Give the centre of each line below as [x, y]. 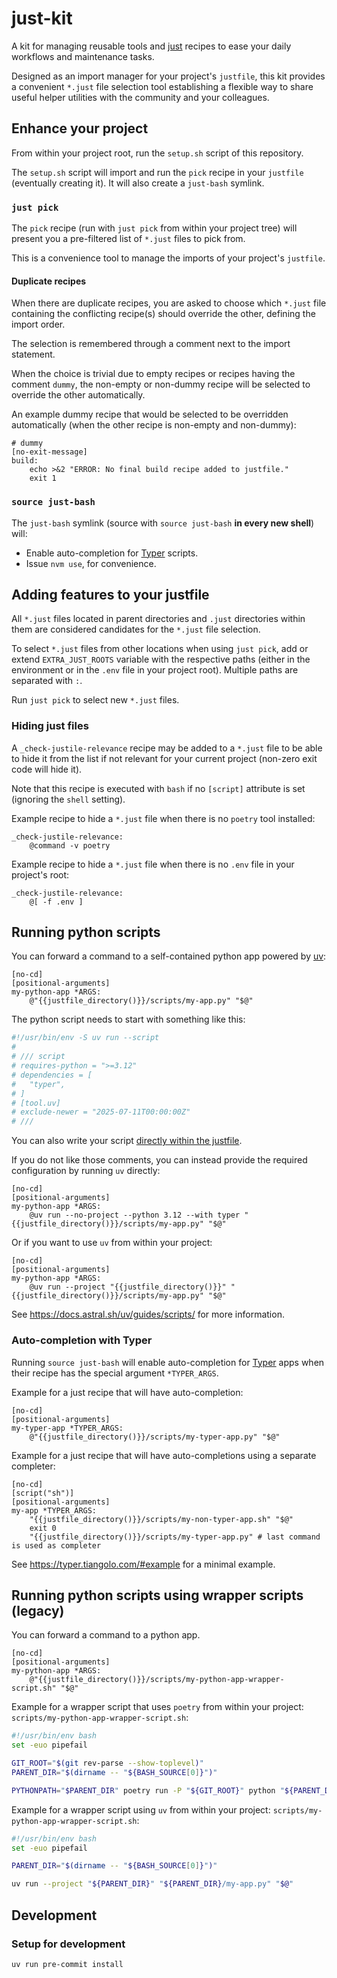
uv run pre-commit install [67, 1964]
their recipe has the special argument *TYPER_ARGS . [115, 1373]
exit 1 [43, 478]
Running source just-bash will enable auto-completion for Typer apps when [168, 1362]
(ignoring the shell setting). [68, 799]
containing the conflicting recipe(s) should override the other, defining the [163, 314]
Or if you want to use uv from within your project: [112, 1243]
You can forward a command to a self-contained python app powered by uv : [169, 956]
